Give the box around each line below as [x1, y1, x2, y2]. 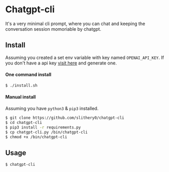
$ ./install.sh [5, 83, 38, 88]
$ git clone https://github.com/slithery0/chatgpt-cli [5, 115, 125, 121]
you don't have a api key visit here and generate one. [5, 60, 117, 66]
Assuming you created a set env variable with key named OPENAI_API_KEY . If [5, 54, 164, 60]
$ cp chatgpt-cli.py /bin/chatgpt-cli [5, 130, 88, 135]
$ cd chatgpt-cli [5, 120, 42, 125]
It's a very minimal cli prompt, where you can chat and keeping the [5, 20, 146, 27]
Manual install [5, 94, 36, 100]
